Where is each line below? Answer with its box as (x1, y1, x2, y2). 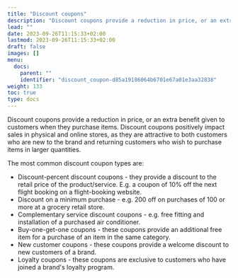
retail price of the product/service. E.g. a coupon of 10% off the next (17, 180, 217, 188)
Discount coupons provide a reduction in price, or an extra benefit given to (7, 115, 225, 124)
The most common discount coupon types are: (7, 159, 144, 167)
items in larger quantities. (7, 146, 81, 154)
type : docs (7, 96, 40, 103)
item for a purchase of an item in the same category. (17, 233, 171, 241)
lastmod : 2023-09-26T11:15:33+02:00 (7, 37, 115, 44)
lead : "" (7, 23, 33, 30)
